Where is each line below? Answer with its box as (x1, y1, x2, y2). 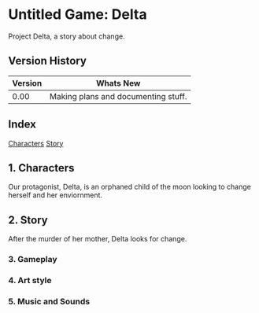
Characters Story (8, 138, 64, 148)
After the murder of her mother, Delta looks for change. (8, 234, 187, 244)
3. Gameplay (8, 254, 57, 265)
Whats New (95, 77, 141, 88)
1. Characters (8, 161, 75, 175)
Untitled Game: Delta (8, 6, 147, 24)
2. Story (8, 213, 49, 226)
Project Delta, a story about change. (8, 31, 125, 41)
